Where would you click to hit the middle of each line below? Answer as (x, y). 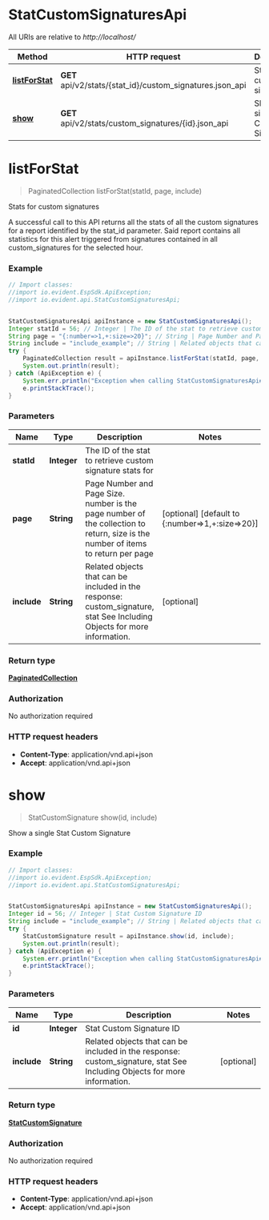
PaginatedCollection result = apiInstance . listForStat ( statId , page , (141, 359)
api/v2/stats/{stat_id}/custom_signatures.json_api (153, 85)
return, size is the (118, 533)
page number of (115, 513)
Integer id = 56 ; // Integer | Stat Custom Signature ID (105, 914)
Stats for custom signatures (54, 207)
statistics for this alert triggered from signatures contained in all (113, 239)
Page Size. (105, 493)
